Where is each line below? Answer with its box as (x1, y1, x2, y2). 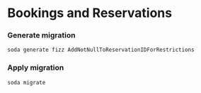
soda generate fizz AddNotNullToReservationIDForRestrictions (7, 46, 195, 54)
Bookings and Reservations (7, 5, 172, 21)
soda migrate (7, 79, 46, 86)
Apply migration (7, 62, 64, 72)
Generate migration (7, 31, 76, 40)
